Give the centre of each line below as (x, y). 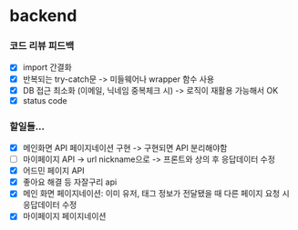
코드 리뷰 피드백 (42, 46)
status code (45, 100)
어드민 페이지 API (53, 171)
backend (43, 16)
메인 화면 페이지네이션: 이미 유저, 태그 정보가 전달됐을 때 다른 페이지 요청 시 (156, 194)
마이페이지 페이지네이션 (64, 216)
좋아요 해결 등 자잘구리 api (70, 182)
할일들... (27, 126)
